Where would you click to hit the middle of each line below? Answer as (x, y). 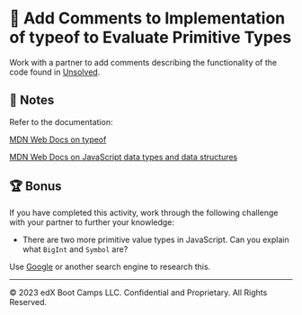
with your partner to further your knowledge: (92, 222)
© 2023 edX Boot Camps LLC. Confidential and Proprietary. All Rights (138, 292)
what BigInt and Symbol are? (75, 249)
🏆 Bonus (36, 187)
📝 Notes (32, 100)
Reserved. (28, 301)
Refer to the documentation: (61, 121)
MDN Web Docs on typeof (58, 139)
